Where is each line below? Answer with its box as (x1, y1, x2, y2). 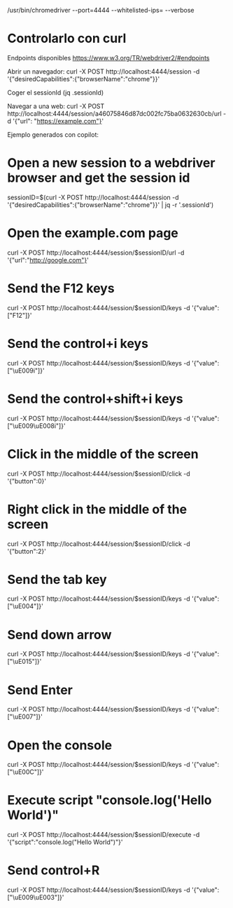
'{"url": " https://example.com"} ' (13, 116, 104, 125)
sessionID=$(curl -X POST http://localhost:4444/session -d (7, 193, 180, 201)
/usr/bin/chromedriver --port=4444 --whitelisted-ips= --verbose (7, 6, 195, 14)
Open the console (7, 737, 113, 753)
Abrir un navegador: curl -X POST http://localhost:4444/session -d (7, 67, 200, 76)
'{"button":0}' (7, 476, 47, 485)
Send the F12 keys (7, 281, 115, 296)
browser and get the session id (7, 170, 190, 186)
